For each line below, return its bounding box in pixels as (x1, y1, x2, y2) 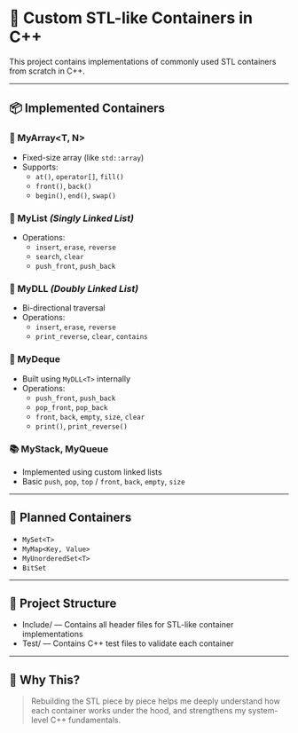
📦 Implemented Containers (9, 101, 166, 116)
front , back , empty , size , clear (35, 411, 145, 422)
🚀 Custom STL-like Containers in (9, 8, 253, 28)
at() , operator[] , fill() (35, 170, 124, 181)
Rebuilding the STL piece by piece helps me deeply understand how (30, 696, 281, 706)
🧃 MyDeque (9, 353, 60, 366)
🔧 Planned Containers (9, 510, 132, 525)
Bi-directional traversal (21, 303, 106, 313)
